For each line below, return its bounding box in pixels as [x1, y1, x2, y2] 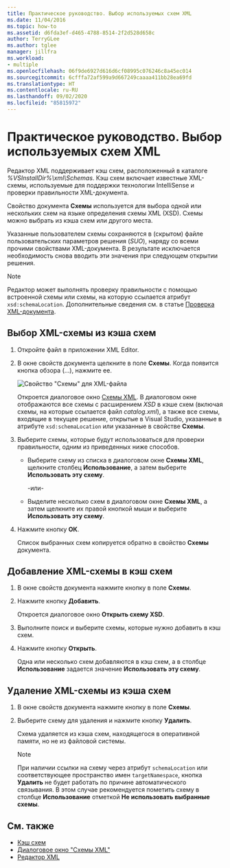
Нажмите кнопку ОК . [16, 525, 80, 533]
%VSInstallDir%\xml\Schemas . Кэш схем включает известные [7, 173, 187, 182]
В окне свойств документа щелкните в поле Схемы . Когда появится [16, 359, 219, 367]
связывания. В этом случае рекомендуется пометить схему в [16, 786, 200, 794]
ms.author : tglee [7, 42, 57, 49]
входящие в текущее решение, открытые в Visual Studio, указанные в [16, 414, 222, 423]
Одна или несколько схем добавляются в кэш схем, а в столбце [16, 658, 207, 666]
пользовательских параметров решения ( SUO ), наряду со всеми [7, 236, 199, 245]
